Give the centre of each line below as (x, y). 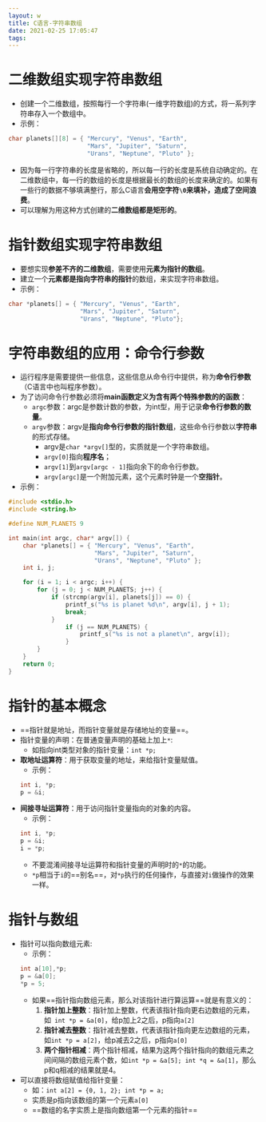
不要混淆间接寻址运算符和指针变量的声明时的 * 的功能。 (121, 865)
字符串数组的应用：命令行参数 (107, 353)
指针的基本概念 (58, 706)
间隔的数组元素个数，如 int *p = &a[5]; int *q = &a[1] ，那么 (154, 1060)
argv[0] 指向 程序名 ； (77, 457)
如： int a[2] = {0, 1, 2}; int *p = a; (98, 1090)
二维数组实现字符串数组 (85, 80)
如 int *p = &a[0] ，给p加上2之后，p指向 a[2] (119, 1020)
